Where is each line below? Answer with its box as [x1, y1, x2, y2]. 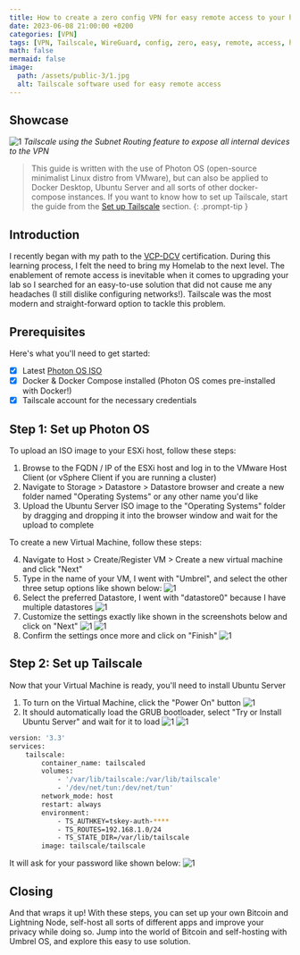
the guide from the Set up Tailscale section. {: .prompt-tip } [30, 201, 248, 212]
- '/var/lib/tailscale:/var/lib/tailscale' [56, 775, 221, 784]
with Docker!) [21, 385, 72, 396]
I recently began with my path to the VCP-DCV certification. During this [9, 251, 271, 262]
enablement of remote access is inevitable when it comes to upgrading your [9, 270, 289, 281]
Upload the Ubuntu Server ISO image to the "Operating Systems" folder [21, 501, 286, 511]
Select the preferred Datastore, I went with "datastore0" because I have [21, 592, 287, 604]
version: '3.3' [9, 733, 66, 742]
